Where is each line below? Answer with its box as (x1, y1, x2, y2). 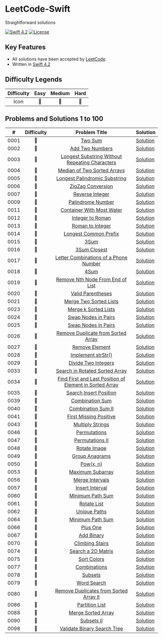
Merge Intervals (73, 477, 110, 483)
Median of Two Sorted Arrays (58, 167, 125, 174)
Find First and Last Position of (57, 375, 125, 382)
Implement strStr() (70, 352, 113, 359)
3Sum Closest (75, 246, 108, 253)
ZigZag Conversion (69, 183, 113, 190)
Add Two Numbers (70, 145, 113, 152)
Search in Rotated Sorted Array (55, 367, 127, 374)
